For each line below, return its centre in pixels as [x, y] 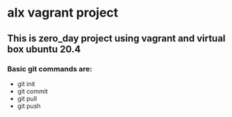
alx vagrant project [63, 13]
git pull [27, 98]
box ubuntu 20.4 [44, 49]
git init [26, 84]
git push [29, 106]
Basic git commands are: [50, 69]
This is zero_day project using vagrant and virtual [116, 38]
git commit [33, 91]
